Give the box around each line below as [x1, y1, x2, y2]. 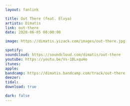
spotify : [5, 48, 23, 53]
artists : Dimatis [5, 21, 41, 26]
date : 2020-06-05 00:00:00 [5, 30, 61, 35]
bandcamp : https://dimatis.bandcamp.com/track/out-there [5, 71, 126, 75]
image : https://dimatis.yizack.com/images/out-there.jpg [5, 39, 126, 44]
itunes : [5, 61, 21, 67]
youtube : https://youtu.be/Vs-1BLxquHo [5, 57, 88, 62]
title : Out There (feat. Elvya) [5, 16, 72, 21]
